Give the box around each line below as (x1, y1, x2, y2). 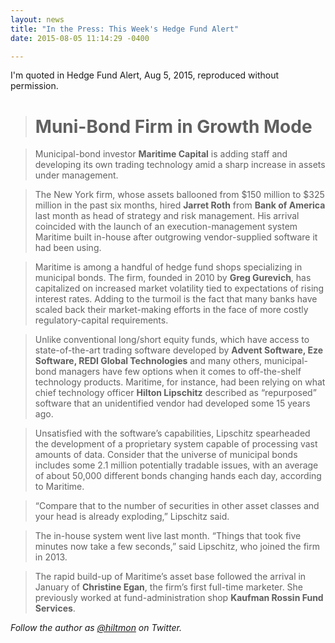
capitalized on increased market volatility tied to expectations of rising (34, 282, 325, 295)
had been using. (34, 242, 102, 254)
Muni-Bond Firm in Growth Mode (34, 115, 313, 138)
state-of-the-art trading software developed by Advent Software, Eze (34, 344, 324, 356)
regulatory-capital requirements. (34, 314, 169, 326)
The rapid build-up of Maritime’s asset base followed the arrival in (34, 571, 307, 583)
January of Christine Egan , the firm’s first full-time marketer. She (34, 581, 304, 593)
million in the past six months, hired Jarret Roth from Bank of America (34, 199, 326, 211)
